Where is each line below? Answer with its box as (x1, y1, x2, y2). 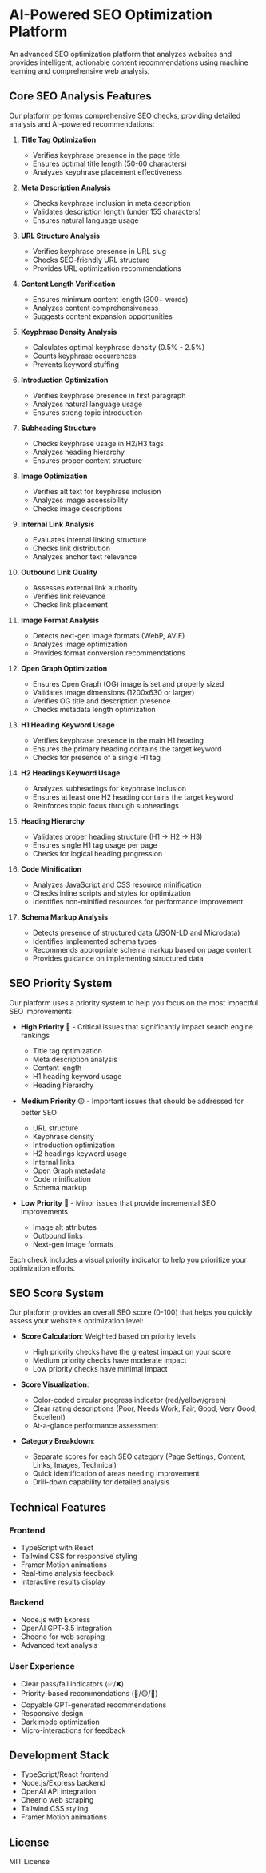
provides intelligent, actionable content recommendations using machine (9, 58, 248, 67)
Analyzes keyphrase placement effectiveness (32, 167, 183, 177)
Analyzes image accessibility (32, 495, 129, 505)
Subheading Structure (20, 423, 97, 433)
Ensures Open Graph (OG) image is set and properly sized (32, 679, 224, 688)
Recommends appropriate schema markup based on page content (32, 945, 252, 954)
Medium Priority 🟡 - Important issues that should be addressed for (20, 1096, 244, 1106)
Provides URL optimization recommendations (32, 263, 182, 273)
